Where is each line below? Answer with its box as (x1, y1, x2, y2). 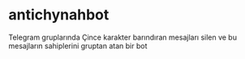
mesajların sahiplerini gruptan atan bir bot (8, 40, 148, 50)
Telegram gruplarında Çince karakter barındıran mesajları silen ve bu (8, 32, 238, 42)
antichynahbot (8, 6, 110, 24)
